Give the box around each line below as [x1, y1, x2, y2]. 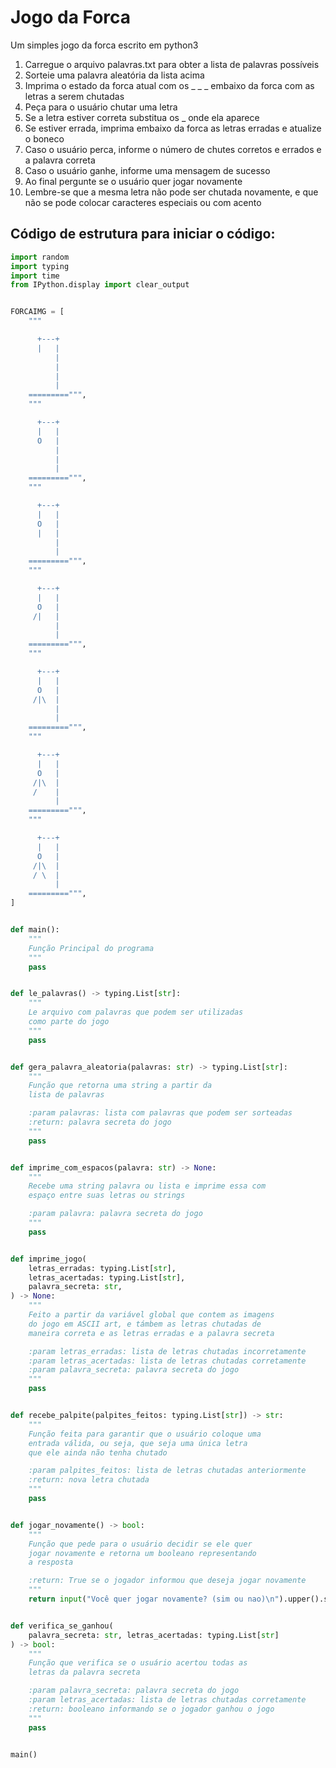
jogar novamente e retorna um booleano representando [28, 1548, 257, 1558]
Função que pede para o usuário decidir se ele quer [28, 1539, 253, 1549]
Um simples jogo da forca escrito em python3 [10, 39, 199, 51]
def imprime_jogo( [10, 1254, 87, 1264]
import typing [10, 261, 70, 271]
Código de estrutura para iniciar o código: [10, 226, 276, 243]
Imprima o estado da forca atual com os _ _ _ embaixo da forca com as [24, 79, 315, 91]
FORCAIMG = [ [10, 307, 65, 317]
